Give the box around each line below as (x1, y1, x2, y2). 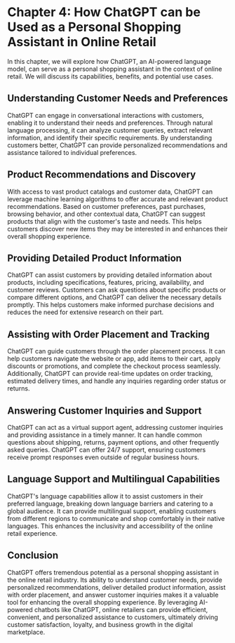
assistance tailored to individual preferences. (7, 148, 137, 156)
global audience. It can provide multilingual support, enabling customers (7, 506, 216, 515)
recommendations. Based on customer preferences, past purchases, (7, 202, 206, 210)
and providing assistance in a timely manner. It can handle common (7, 431, 202, 439)
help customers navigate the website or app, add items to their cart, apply (7, 355, 221, 363)
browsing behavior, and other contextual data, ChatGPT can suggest (7, 210, 206, 218)
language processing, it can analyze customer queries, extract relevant (7, 126, 213, 134)
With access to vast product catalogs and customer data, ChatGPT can (7, 187, 213, 196)
